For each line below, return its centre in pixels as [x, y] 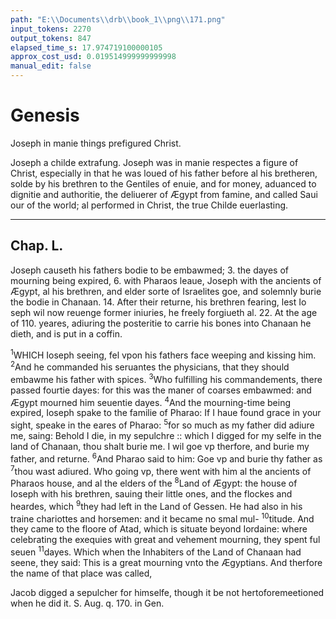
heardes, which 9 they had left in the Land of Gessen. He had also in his [156, 505]
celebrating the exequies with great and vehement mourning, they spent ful [165, 540]
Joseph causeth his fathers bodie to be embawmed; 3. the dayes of [150, 270]
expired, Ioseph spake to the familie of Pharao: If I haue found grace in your [166, 413]
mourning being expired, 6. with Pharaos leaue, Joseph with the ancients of [166, 280]
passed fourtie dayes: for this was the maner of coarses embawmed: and [161, 390]
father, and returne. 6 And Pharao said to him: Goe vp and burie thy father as [166, 458]
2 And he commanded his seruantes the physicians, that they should [150, 366]
